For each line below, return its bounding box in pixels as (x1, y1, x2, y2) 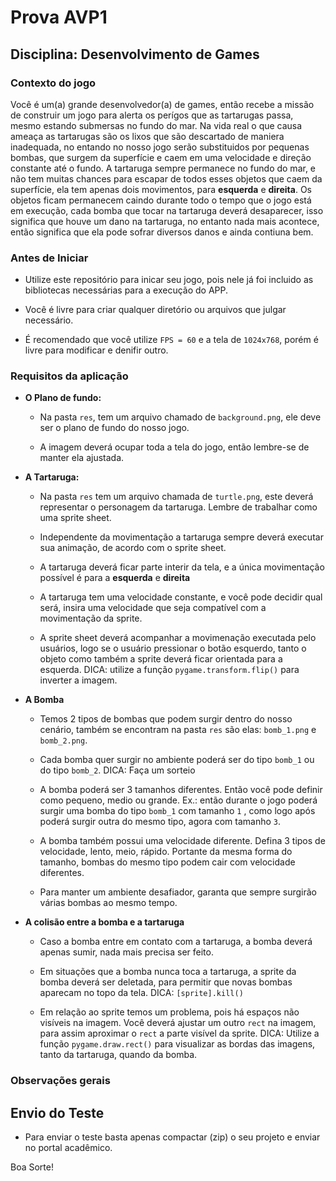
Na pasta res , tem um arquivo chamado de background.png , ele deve (39, 411, 322, 423)
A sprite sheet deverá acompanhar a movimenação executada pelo (39, 632, 317, 644)
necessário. (24, 314, 74, 326)
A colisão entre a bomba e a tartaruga (24, 916, 185, 928)
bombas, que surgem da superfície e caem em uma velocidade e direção (10, 151, 312, 163)
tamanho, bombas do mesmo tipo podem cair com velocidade (39, 856, 296, 868)
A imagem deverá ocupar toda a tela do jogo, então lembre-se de (39, 441, 310, 453)
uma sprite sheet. (39, 512, 112, 524)
